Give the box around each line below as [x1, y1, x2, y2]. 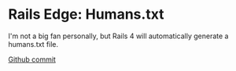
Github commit [8, 55, 57, 64]
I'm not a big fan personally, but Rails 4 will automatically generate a [8, 31, 229, 41]
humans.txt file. [8, 39, 59, 48]
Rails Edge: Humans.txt [8, 5, 164, 23]
